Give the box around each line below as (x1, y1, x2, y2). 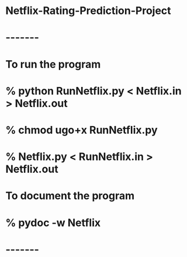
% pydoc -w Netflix (5, 216, 101, 229)
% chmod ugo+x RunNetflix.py (5, 123, 158, 137)
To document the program (5, 189, 135, 203)
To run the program (5, 57, 101, 71)
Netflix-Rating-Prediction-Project (5, 4, 171, 18)
